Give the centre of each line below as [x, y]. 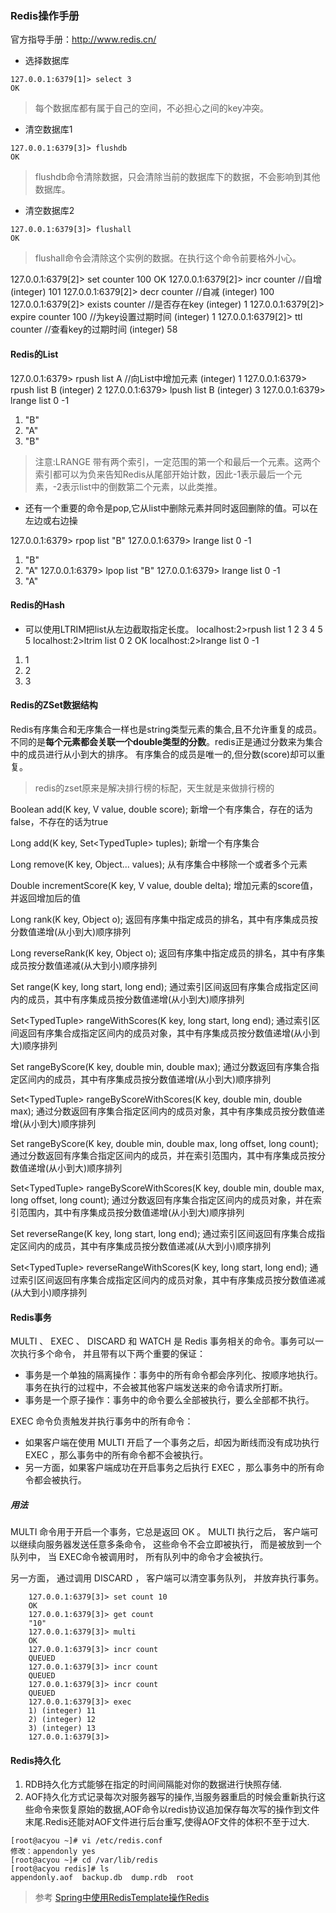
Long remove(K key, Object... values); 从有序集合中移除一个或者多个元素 [159, 864]
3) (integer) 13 [62, 1728]
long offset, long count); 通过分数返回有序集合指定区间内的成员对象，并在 [161, 1199]
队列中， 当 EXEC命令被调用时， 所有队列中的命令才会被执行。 [139, 1557]
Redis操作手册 [45, 15]
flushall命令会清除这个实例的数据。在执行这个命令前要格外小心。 [168, 258]
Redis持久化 [35, 1760]
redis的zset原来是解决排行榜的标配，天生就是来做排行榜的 [154, 788]
